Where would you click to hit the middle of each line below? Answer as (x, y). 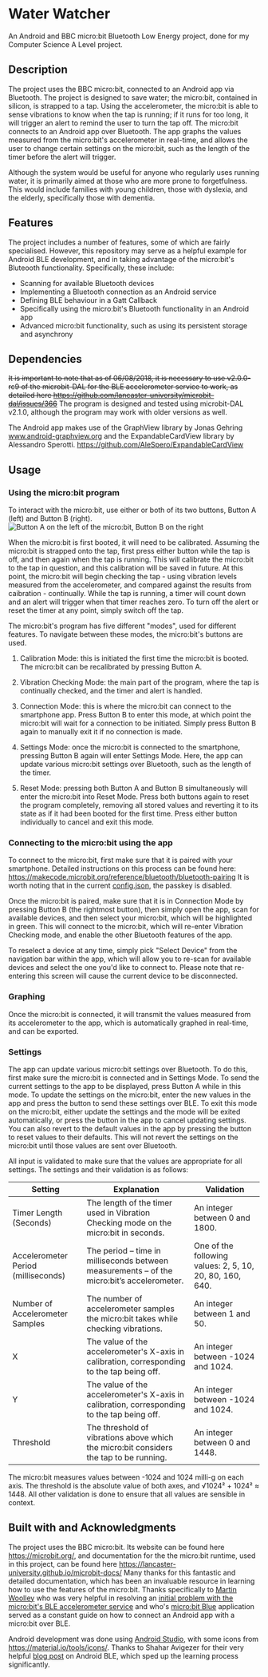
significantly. (29, 1664)
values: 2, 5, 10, (224, 1266)
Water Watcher (59, 14)
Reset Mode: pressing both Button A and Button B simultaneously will (134, 789)
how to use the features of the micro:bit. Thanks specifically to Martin (122, 1589)
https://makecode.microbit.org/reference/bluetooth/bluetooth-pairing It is (129, 877)
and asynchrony (46, 334)
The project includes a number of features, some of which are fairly (119, 242)
